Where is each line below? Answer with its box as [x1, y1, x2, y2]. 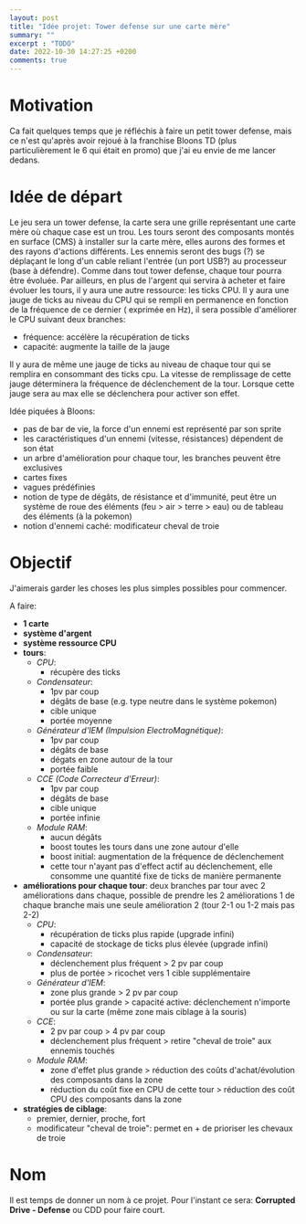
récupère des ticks [49, 666, 121, 677]
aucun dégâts [49, 831, 102, 842]
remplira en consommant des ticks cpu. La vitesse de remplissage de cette [9, 368, 292, 379]
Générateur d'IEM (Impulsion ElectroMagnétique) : [36, 724, 224, 735]
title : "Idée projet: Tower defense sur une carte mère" [9, 22, 231, 31]
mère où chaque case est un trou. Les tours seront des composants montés [9, 226, 295, 237]
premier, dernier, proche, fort [36, 1113, 146, 1124]
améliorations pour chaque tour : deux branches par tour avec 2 [22, 880, 266, 891]
